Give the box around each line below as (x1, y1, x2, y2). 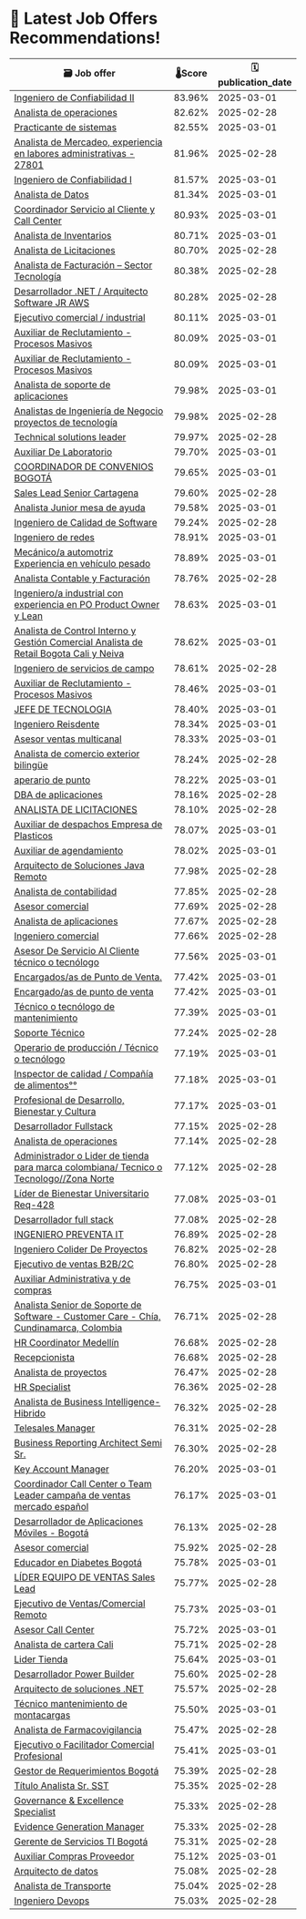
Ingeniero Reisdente (14, 717, 100, 730)
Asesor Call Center (14, 1623, 95, 1636)
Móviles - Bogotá (14, 1526, 89, 1539)
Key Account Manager (14, 1462, 109, 1475)
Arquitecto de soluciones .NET (14, 1682, 144, 1695)
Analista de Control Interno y (14, 624, 137, 637)
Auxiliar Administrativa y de (14, 1272, 131, 1285)
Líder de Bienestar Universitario (14, 1186, 149, 1199)
